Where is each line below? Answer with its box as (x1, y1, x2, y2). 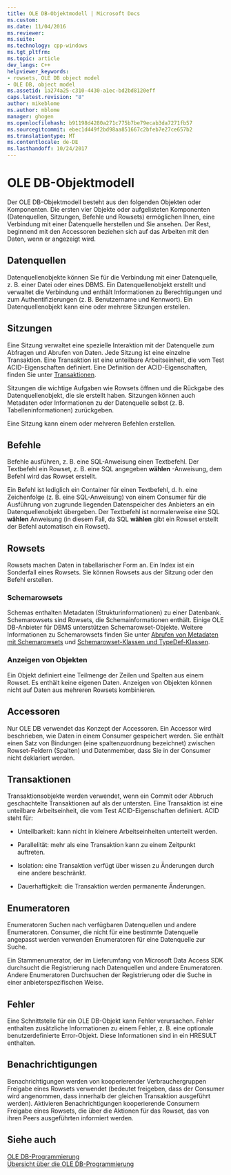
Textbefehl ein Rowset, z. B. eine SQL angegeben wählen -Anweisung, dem (7, 465, 223, 473)
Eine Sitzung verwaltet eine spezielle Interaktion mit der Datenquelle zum (7, 340, 215, 349)
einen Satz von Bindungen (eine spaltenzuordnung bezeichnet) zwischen (7, 738, 215, 747)
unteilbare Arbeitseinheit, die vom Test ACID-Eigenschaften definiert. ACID (7, 807, 219, 815)
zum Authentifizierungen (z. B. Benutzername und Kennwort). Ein (7, 295, 193, 303)
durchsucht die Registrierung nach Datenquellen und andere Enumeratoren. (7, 963, 223, 972)
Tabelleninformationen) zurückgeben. (7, 406, 114, 414)
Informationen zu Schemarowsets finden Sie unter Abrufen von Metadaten (7, 630, 219, 639)
